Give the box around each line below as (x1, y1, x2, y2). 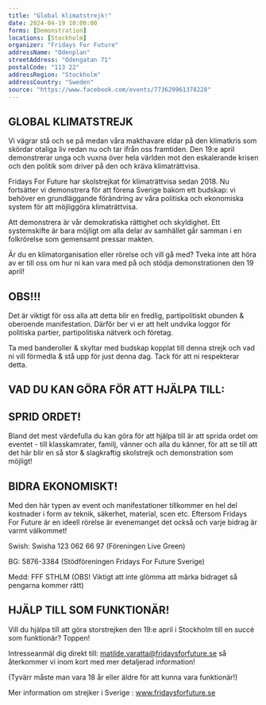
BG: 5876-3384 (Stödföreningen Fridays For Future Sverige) (8, 557, 205, 567)
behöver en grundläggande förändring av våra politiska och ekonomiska (8, 194, 244, 203)
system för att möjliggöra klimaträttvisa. (8, 202, 138, 211)
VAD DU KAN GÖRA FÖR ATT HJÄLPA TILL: (8, 383, 225, 397)
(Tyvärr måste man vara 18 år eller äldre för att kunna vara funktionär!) (8, 672, 238, 682)
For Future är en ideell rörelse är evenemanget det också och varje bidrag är (8, 517, 258, 527)
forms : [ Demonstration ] (8, 26, 87, 34)
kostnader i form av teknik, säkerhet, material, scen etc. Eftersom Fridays (8, 509, 248, 519)
